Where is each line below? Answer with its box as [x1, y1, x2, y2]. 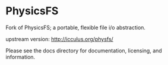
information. [5, 53, 36, 60]
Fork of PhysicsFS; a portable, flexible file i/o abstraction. [5, 24, 146, 31]
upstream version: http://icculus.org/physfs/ [5, 35, 113, 42]
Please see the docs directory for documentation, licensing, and [5, 47, 163, 54]
